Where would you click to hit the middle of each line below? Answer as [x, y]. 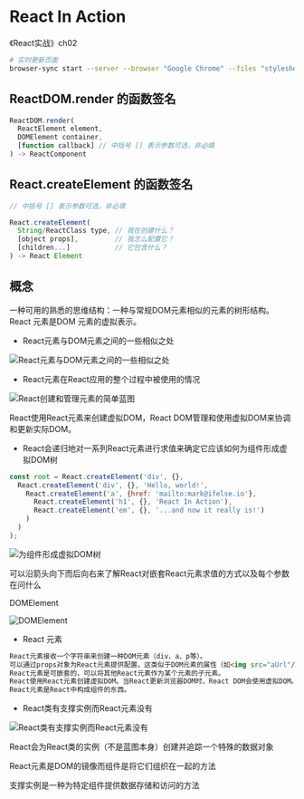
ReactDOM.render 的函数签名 [93, 99]
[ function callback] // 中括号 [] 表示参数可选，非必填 [116, 146]
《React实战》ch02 [43, 43]
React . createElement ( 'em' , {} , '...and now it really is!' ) [149, 510]
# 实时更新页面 [34, 60]
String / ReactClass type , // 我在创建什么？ [96, 231]
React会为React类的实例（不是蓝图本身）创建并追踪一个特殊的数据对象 [142, 747]
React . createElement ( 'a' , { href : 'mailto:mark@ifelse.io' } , [141, 494]
